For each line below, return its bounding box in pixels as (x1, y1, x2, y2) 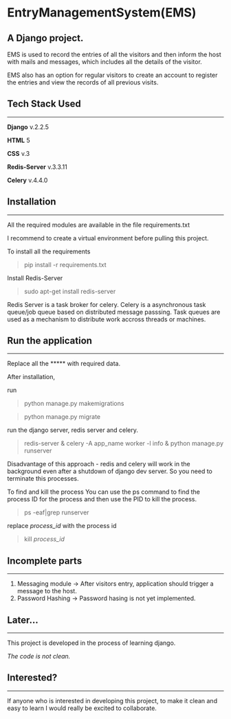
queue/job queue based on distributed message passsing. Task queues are (7, 308, 221, 316)
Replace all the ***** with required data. (7, 359, 121, 368)
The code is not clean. (7, 652, 71, 661)
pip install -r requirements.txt (23, 260, 107, 269)
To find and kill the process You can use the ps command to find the (7, 488, 201, 496)
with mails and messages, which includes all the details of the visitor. (7, 58, 203, 66)
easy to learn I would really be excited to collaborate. (7, 704, 157, 712)
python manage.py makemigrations (23, 400, 124, 408)
